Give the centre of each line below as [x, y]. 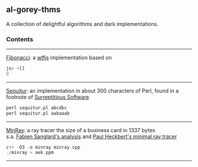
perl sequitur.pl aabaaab [38, 113]
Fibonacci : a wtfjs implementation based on [59, 58]
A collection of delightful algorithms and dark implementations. [82, 24]
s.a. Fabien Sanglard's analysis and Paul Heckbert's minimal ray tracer [92, 136]
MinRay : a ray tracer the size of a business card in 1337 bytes [81, 130]
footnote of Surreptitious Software [48, 97]
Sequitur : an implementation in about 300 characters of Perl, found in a [93, 90]
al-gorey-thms [33, 10]
